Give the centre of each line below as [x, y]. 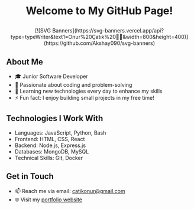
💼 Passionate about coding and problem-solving [73, 85]
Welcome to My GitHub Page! [99, 11]
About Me [25, 62]
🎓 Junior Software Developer [51, 76]
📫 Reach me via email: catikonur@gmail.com [70, 191]
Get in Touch [30, 176]
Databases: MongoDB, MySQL [52, 151]
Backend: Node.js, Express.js [50, 145]
